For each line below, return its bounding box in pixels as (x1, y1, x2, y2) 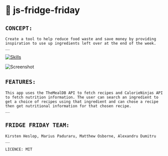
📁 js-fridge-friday (5, 5, 80, 16)
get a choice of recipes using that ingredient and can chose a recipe (5, 99, 158, 104)
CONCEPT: (5, 25, 33, 32)
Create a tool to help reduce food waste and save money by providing (5, 37, 156, 42)
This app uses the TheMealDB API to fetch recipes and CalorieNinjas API (5, 90, 163, 95)
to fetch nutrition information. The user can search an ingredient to (5, 95, 158, 100)
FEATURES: (5, 78, 36, 86)
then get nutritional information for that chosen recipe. (5, 103, 132, 108)
